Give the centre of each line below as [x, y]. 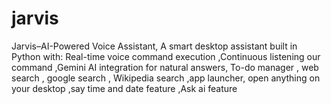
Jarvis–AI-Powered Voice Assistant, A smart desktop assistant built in [154, 46]
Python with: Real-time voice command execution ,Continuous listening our [166, 56]
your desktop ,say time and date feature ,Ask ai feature [124, 88]
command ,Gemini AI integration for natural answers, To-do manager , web [165, 67]
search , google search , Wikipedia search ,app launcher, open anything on [166, 78]
